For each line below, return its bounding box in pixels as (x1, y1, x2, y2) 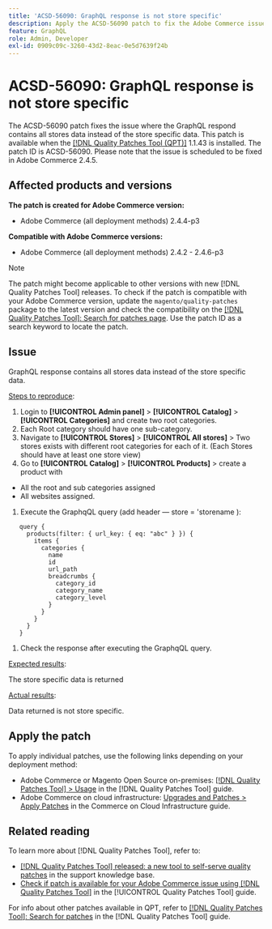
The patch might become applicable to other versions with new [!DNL (8, 279, 240, 288)
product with (19, 467, 63, 476)
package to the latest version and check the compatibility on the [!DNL (8, 305, 244, 314)
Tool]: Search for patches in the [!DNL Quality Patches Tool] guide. (8, 912, 231, 922)
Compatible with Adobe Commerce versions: (8, 232, 164, 241)
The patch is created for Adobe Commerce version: (8, 200, 185, 210)
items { (33, 536, 60, 545)
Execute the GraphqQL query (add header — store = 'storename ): (19, 507, 241, 517)
